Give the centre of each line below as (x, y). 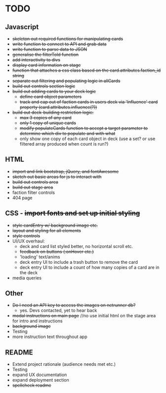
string (18, 75)
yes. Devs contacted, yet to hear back (58, 310)
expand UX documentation (40, 375)
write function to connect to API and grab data (60, 44)
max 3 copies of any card (45, 118)
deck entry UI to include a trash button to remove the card (79, 262)
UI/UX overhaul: (29, 241)
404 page (22, 197)
